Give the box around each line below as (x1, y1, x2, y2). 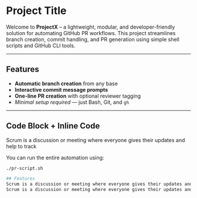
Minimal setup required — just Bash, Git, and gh (14, 98, 130, 106)
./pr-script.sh (6, 165, 43, 171)
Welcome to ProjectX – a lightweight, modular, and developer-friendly (6, 23, 175, 30)
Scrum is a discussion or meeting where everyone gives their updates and (6, 136, 185, 144)
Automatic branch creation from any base (14, 80, 118, 87)
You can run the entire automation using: (6, 154, 104, 161)
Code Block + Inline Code (6, 121, 100, 131)
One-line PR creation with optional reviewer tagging (14, 92, 141, 99)
